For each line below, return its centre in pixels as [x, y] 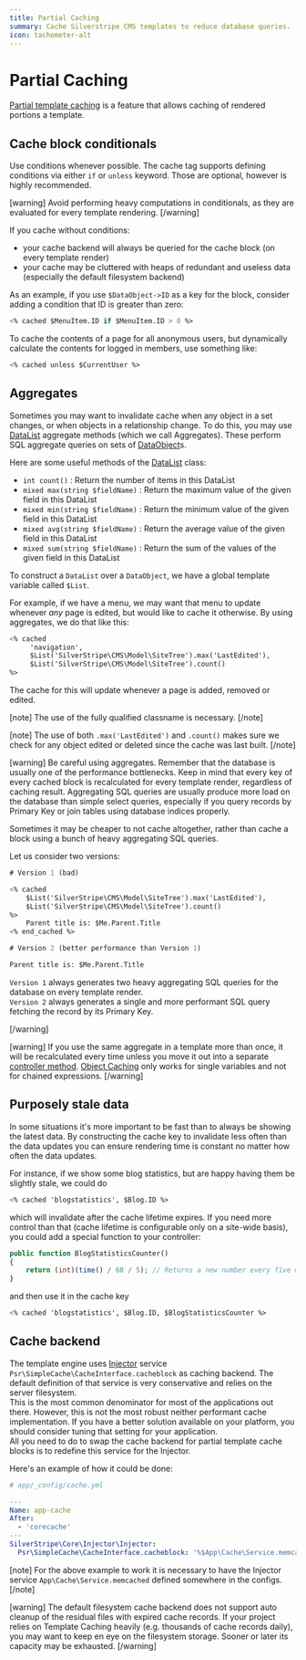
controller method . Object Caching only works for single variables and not [148, 1066]
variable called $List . [49, 584]
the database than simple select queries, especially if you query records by [150, 802]
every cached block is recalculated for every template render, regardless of [151, 783]
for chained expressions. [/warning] [76, 1076]
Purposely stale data [69, 1104]
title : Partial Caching [55, 18]
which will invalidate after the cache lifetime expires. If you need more [140, 1217]
